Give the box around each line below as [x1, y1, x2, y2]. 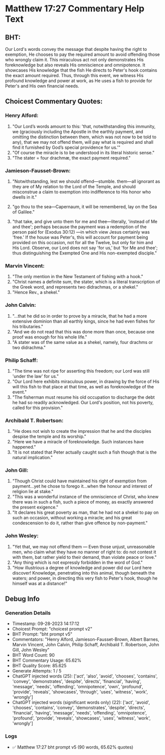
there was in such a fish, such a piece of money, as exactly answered [12, 499, 154, 505]
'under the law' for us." [12, 373, 59, 379]
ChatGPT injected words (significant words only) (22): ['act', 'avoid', [12, 700, 150, 706]
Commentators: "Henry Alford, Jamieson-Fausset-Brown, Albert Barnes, [12, 636, 159, 642]
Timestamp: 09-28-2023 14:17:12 [12, 621, 80, 627]
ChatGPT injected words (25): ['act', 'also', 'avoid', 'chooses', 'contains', [12, 673, 158, 679]
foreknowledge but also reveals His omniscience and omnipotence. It [5, 62, 145, 68]
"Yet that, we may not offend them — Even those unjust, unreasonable [12, 544, 155, 549]
